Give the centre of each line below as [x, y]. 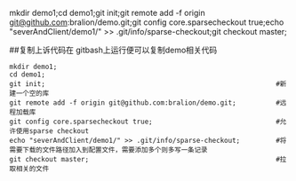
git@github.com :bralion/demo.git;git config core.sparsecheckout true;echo [147, 22]
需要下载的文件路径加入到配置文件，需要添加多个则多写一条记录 [108, 150]
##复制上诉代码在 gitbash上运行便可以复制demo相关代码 [113, 50]
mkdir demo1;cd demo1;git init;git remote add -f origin [108, 13]
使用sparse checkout [52, 131]
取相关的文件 [29, 169]
